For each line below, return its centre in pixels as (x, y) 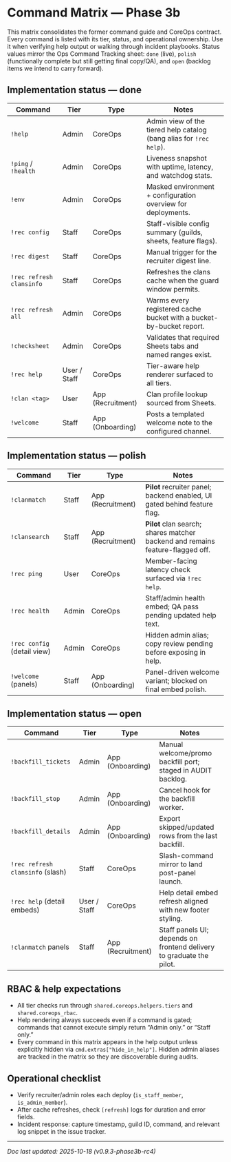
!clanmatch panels (40, 947)
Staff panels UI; (184, 930)
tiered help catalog (177, 130)
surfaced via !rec (173, 578)
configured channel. (179, 431)
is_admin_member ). (42, 1102)
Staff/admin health (175, 598)
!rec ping (26, 574)
